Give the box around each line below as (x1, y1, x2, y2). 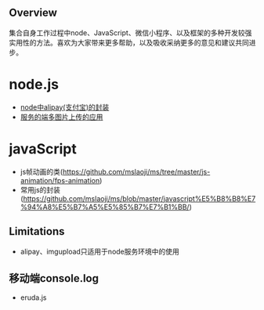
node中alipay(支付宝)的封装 (20, 102, 110, 112)
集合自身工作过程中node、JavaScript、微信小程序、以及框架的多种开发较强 (9, 27, 252, 38)
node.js (9, 76, 60, 93)
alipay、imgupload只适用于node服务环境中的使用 (20, 247, 179, 256)
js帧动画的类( (20, 167, 63, 176)
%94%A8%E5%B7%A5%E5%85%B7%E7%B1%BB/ (20, 202, 190, 211)
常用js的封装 (20, 185, 61, 194)
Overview (9, 6, 58, 20)
